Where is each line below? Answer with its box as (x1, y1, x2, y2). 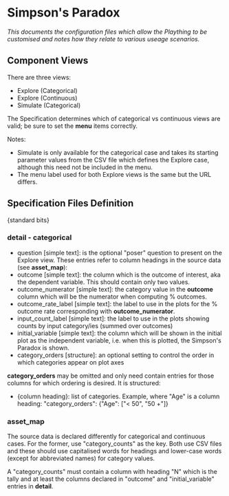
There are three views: (7, 73, 71, 81)
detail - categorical (7, 233, 72, 242)
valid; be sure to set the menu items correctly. (7, 122, 138, 130)
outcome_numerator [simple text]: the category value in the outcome (17, 285, 213, 293)
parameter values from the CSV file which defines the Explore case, (17, 155, 210, 164)
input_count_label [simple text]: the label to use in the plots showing (17, 314, 210, 323)
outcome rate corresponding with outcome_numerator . (17, 307, 175, 315)
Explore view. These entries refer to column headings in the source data (17, 256, 221, 264)
